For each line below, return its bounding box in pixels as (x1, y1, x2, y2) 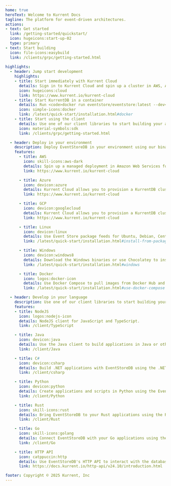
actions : (5, 21, 24, 27)
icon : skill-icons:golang (18, 431, 74, 436)
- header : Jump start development (10, 69, 83, 74)
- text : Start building (5, 45, 56, 50)
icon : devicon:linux (23, 229, 67, 235)
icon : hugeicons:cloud (18, 88, 67, 93)
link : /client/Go (18, 440, 56, 445)
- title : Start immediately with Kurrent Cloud (14, 79, 117, 84)
